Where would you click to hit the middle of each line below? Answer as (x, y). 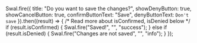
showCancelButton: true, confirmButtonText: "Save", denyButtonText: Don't (97, 15)
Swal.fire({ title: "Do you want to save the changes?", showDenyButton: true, (98, 9)
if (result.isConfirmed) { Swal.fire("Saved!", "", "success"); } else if (86, 27)
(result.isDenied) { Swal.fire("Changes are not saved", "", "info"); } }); (90, 34)
